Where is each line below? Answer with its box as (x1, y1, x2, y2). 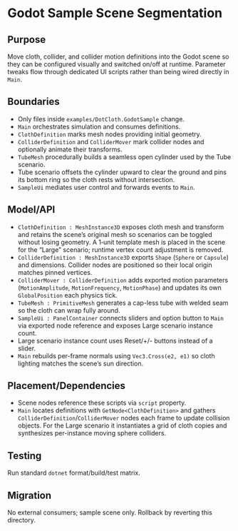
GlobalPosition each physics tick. (17, 290, 118, 299)
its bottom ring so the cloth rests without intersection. (17, 175, 175, 183)
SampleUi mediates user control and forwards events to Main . (17, 183, 195, 191)
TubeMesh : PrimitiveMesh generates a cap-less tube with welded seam (17, 298, 229, 307)
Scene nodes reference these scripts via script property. (17, 398, 187, 408)
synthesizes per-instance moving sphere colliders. (17, 429, 166, 438)
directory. (7, 516, 36, 525)
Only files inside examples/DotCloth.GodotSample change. (17, 114, 185, 123)
